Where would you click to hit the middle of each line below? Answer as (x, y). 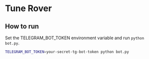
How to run (22, 26)
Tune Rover (28, 8)
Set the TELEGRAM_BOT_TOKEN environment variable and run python (75, 38)
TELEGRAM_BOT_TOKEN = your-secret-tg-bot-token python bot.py (67, 52)
